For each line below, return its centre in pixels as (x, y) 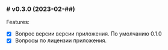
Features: (18, 22)
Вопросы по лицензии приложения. (61, 40)
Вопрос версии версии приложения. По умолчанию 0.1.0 (88, 34)
